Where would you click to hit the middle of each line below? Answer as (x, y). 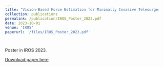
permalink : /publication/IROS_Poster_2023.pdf (53, 18)
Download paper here (27, 59)
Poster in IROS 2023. (26, 50)
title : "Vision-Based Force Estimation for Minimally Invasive (71, 9)
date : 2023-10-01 (23, 23)
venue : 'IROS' (20, 28)
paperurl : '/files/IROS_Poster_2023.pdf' (48, 32)
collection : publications (31, 14)
